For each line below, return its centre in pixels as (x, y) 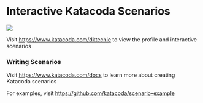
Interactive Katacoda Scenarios (88, 11)
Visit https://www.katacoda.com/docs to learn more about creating (91, 75)
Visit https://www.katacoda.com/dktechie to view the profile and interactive (102, 39)
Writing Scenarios (34, 62)
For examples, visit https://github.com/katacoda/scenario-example (90, 93)
